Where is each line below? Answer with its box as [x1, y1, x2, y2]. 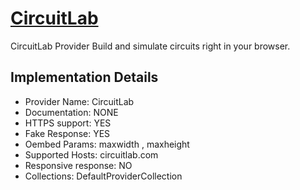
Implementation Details [10, 69, 159, 86]
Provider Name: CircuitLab [24, 95, 135, 107]
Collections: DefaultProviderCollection [24, 170, 183, 182]
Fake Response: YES [24, 127, 111, 139]
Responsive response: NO [24, 159, 133, 171]
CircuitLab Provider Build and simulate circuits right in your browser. [10, 40, 291, 52]
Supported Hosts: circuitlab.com [24, 148, 159, 161]
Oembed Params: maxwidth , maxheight [24, 138, 190, 150]
